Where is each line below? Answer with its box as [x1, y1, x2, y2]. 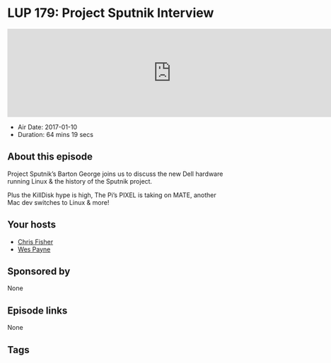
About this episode [7, 150, 93, 163]
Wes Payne [17, 245, 51, 254]
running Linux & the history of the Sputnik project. [7, 177, 153, 185]
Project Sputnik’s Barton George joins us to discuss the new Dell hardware [7, 169, 223, 178]
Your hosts [7, 219, 57, 231]
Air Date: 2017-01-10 [17, 122, 78, 131]
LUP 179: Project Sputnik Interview [7, 5, 214, 21]
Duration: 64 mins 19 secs [17, 130, 94, 138]
